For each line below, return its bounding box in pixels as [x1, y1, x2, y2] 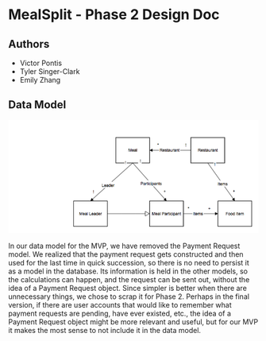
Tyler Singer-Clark [19, 67, 80, 76]
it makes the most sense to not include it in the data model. [8, 325, 201, 335]
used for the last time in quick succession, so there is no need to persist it [8, 258, 250, 267]
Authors [8, 37, 50, 51]
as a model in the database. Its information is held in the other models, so [8, 266, 249, 276]
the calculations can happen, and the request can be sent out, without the [8, 274, 250, 284]
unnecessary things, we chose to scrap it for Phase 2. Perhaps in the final [8, 292, 250, 301]
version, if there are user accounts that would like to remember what [8, 300, 232, 309]
